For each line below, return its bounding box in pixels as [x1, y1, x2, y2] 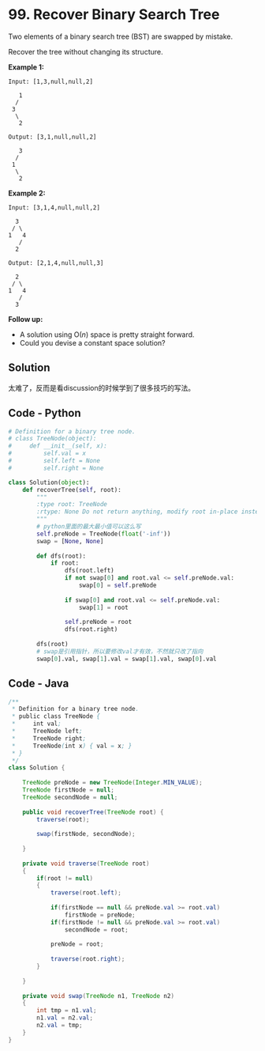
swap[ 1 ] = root [78, 603, 129, 611]
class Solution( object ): [8, 478, 90, 486]
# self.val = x [8, 449, 87, 458]
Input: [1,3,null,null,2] [8, 78, 93, 85]
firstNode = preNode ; [64, 911, 136, 919]
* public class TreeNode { [11, 713, 101, 720]
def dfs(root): [36, 552, 87, 560]
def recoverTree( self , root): [22, 486, 122, 493]
